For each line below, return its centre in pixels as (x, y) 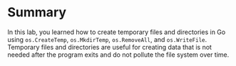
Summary (37, 12)
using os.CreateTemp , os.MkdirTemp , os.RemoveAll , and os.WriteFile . (107, 39)
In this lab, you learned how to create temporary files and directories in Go (117, 32)
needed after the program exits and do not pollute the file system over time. (118, 55)
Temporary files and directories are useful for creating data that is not (110, 47)
